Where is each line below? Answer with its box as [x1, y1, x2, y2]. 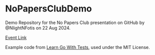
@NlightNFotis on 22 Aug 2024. [5, 24, 71, 30]
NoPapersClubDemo [5, 3, 92, 14]
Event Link [5, 34, 27, 40]
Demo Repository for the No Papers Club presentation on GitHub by [5, 19, 145, 25]
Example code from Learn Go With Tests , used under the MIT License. [5, 44, 150, 50]
